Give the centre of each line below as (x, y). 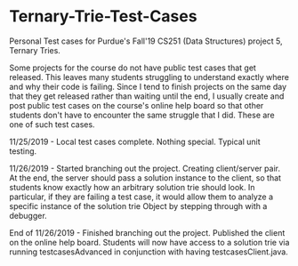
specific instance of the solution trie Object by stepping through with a (138, 206)
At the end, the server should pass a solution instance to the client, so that (145, 177)
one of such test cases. (52, 124)
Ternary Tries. (35, 50)
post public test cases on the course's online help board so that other (137, 105)
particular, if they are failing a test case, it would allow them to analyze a (141, 197)
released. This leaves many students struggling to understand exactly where (149, 77)
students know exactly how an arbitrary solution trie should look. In (132, 187)
